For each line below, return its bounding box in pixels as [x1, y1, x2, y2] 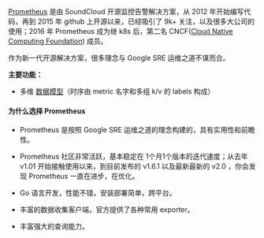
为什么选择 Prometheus [8, 106, 86, 116]
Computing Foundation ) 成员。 [8, 36, 108, 46]
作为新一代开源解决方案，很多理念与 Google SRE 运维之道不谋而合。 [8, 54, 230, 62]
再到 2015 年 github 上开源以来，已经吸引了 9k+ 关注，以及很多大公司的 [21, 17, 255, 26]
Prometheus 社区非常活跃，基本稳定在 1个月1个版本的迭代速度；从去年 [19, 152, 248, 162]
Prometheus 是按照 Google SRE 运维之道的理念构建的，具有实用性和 [19, 125, 242, 135]
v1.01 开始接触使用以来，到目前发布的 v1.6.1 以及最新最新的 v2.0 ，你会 [19, 162, 250, 171]
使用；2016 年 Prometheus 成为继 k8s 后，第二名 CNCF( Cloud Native [8, 27, 233, 35]
